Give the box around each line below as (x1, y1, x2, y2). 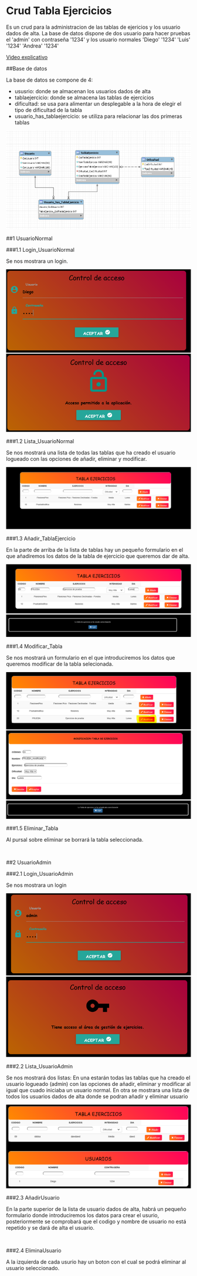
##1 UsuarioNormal (6, 235, 53, 242)
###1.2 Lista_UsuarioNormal (6, 438, 74, 445)
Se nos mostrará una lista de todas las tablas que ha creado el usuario (6, 449, 176, 456)
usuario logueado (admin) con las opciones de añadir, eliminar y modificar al (6, 1081, 191, 1088)
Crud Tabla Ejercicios (6, 4, 112, 18)
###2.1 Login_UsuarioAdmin (6, 870, 73, 877)
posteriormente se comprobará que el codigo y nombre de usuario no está (6, 1218, 186, 1225)
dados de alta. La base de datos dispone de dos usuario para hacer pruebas (6, 29, 191, 36)
